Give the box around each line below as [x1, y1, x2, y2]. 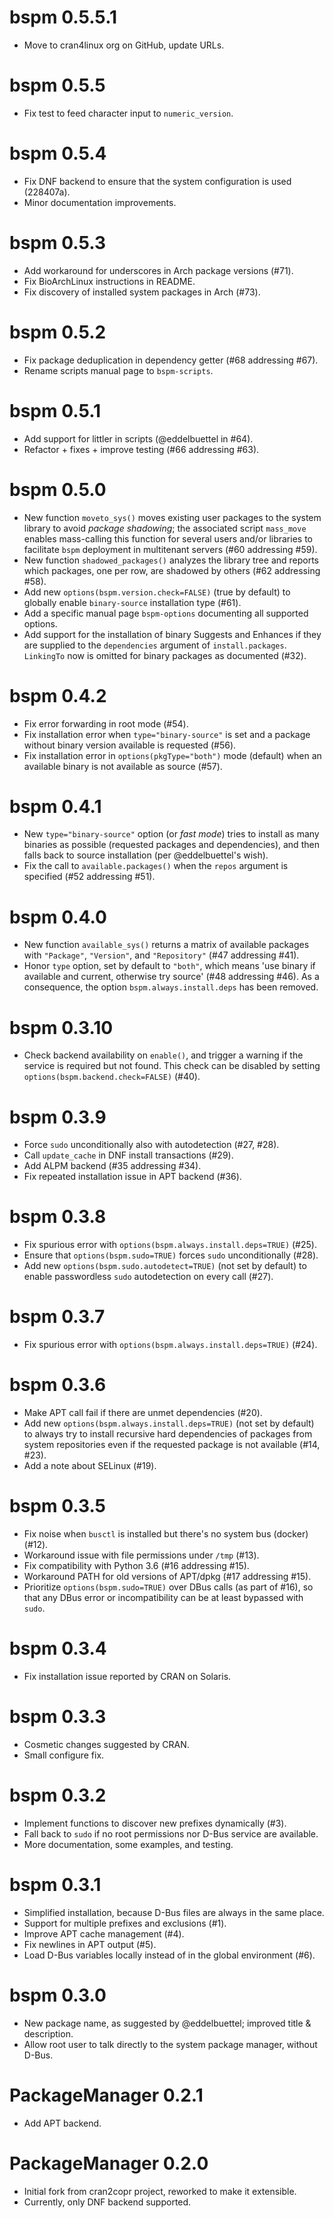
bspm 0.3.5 [9, 1495, 107, 1518]
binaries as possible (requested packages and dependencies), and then [23, 839, 320, 851]
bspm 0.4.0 [9, 906, 107, 928]
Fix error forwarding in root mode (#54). [23, 717, 189, 730]
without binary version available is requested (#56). [23, 739, 237, 751]
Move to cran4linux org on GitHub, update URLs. [23, 39, 225, 51]
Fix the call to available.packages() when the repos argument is [23, 860, 289, 872]
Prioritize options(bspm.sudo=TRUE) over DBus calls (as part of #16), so [23, 1581, 314, 1593]
